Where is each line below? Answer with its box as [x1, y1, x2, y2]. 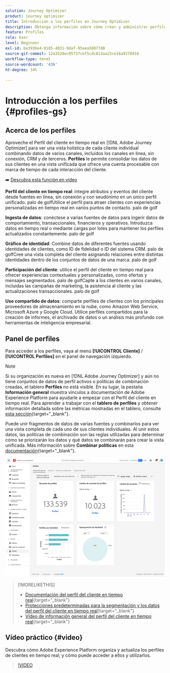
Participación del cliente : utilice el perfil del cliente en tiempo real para [5, 267, 154, 273]
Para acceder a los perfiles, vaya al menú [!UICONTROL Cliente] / [5, 348, 143, 354]
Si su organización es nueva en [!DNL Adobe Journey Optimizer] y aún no [5, 373, 159, 379]
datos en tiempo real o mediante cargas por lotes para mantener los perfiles [5, 225, 164, 231]
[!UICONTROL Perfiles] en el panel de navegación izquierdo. [5, 353, 133, 359]
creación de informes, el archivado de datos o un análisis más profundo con [5, 314, 164, 320]
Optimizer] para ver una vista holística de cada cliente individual [5, 145, 139, 151]
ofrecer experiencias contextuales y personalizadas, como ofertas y [5, 272, 148, 278]
